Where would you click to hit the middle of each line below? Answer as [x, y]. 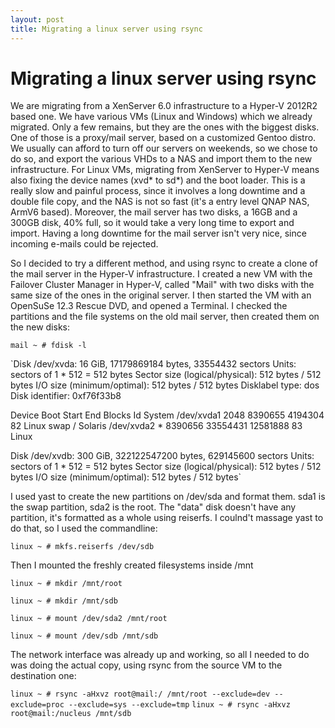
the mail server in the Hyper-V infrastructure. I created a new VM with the [161, 274]
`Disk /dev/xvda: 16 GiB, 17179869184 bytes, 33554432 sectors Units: [153, 364]
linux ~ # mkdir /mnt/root [66, 584]
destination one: [43, 676]
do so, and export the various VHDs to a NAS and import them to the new [161, 159]
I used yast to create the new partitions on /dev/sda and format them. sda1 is [168, 497]
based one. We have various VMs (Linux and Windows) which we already [161, 117]
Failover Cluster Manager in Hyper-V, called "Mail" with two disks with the [162, 285]
